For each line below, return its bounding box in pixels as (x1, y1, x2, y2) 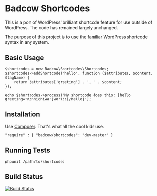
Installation (5, 110, 40, 119)
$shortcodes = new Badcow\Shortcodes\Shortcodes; (5, 66, 109, 71)
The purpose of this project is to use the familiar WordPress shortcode (5, 34, 148, 40)
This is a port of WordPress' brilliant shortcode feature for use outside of (5, 19, 153, 25)
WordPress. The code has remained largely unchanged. (5, 24, 118, 30)
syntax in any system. (5, 39, 49, 45)
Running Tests (5, 146, 50, 154)
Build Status (5, 172, 43, 181)
